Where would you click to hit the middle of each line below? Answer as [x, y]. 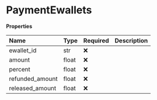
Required [96, 40]
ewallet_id [23, 50]
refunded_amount [33, 78]
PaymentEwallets [49, 10]
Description [131, 40]
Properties [19, 26]
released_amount [33, 88]
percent [20, 69]
